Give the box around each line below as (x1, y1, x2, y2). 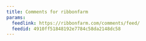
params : (6, 14, 26, 20)
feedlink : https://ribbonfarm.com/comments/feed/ (12, 20, 140, 26)
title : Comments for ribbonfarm (6, 8, 88, 15)
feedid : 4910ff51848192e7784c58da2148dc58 (12, 25, 121, 32)
